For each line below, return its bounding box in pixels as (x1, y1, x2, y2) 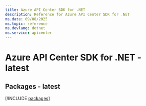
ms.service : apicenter (5, 30, 52, 35)
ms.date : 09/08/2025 (5, 16, 48, 21)
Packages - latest (5, 82, 61, 91)
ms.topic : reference (5, 21, 48, 26)
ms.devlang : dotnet (5, 26, 46, 31)
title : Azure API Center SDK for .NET (5, 7, 85, 12)
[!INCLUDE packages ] (5, 96, 50, 101)
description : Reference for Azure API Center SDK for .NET (5, 12, 130, 17)
